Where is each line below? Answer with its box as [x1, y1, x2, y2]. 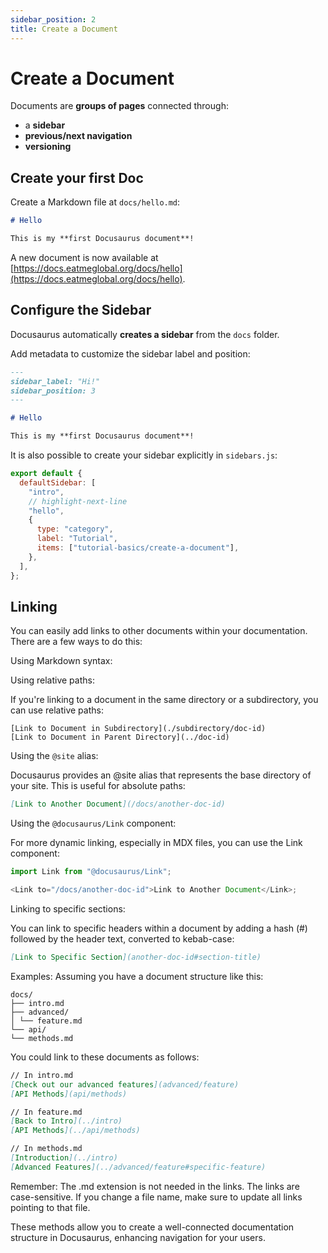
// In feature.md [10, 1107, 83, 1117]
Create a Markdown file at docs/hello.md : [10, 196, 181, 208]
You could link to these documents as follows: [10, 1051, 200, 1063]
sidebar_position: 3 [10, 386, 97, 396]
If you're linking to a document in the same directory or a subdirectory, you [10, 694, 319, 706]
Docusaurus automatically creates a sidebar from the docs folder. [10, 328, 280, 340]
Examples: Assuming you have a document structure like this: [10, 970, 264, 982]
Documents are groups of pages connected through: [10, 100, 229, 112]
